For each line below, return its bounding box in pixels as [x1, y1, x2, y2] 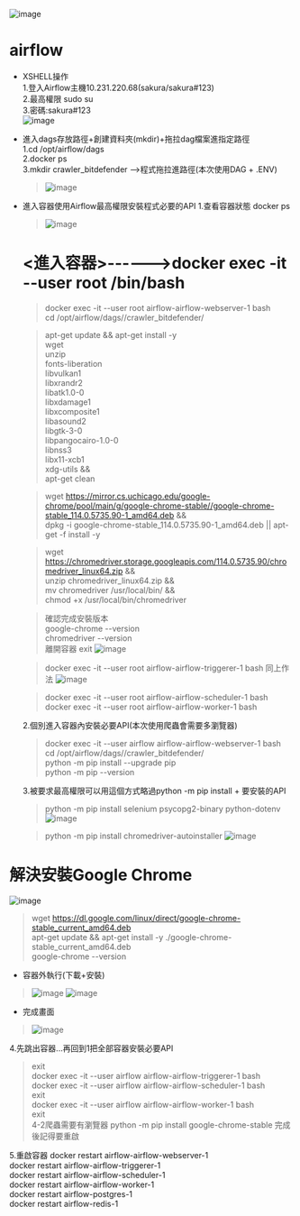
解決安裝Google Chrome [9, 865, 193, 885]
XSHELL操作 [22, 70, 69, 81]
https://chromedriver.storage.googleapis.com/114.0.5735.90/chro [44, 555, 287, 567]
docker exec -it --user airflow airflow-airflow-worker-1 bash [31, 1099, 255, 1110]
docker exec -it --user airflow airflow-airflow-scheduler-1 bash [31, 1080, 266, 1091]
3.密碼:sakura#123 [22, 105, 92, 115]
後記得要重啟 [31, 1130, 79, 1141]
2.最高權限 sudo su [22, 93, 94, 104]
